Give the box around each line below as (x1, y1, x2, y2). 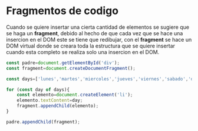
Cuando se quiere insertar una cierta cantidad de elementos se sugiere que (6, 23, 190, 31)
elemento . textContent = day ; (16, 98, 83, 103)
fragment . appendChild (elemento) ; (16, 103, 99, 109)
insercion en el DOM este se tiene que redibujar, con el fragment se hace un (6, 36, 192, 43)
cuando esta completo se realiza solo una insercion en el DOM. (6, 48, 160, 55)
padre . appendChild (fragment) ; (6, 119, 81, 125)
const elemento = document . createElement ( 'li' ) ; (16, 92, 133, 98)
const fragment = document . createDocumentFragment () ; (6, 65, 136, 71)
